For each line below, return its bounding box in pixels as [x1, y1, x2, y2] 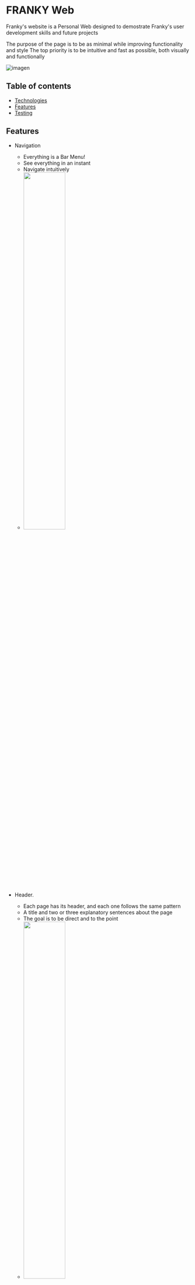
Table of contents [6, 81, 71, 91]
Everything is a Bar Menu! [23, 153, 86, 160]
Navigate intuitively [23, 165, 70, 173]
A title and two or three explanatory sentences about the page [23, 909, 173, 916]
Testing [14, 109, 33, 116]
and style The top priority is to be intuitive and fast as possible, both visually [6, 46, 190, 53]
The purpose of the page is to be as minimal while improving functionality [6, 40, 183, 47]
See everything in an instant [23, 159, 91, 166]
